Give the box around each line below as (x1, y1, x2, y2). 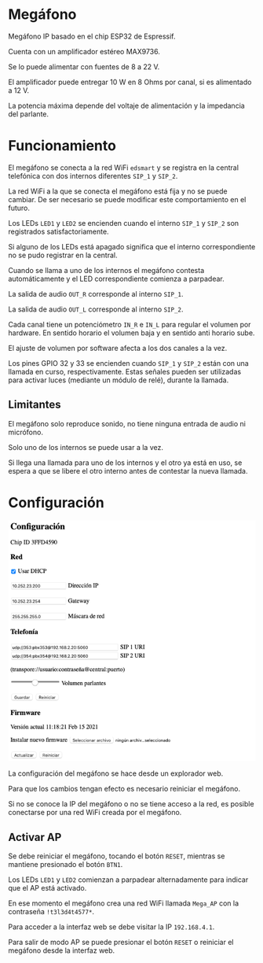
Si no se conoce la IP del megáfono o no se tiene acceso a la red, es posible (8, 799, 254, 809)
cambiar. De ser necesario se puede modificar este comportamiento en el (8, 194, 247, 204)
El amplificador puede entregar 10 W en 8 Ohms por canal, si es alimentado (8, 77, 252, 87)
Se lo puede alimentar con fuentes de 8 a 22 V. (8, 61, 160, 72)
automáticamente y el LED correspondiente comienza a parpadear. (8, 274, 225, 283)
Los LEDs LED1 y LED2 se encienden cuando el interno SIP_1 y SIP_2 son (8, 218, 239, 227)
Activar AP (8, 830, 62, 843)
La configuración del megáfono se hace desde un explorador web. (8, 769, 224, 778)
